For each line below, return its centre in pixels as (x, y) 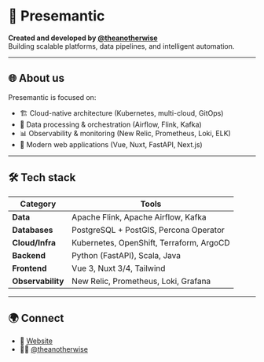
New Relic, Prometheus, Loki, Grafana (141, 281)
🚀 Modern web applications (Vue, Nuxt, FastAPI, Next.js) (111, 144)
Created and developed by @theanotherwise (83, 38)
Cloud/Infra (34, 242)
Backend (29, 255)
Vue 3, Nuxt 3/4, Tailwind (119, 268)
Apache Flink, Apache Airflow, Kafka (139, 217)
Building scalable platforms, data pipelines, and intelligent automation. (121, 46)
